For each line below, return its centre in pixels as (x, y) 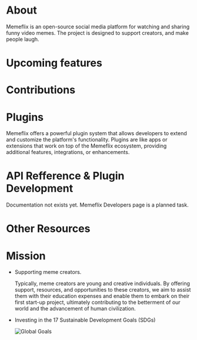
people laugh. (23, 39)
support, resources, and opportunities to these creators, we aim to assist (103, 290)
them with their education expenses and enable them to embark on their (102, 296)
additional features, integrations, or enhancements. (68, 152)
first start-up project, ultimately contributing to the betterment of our (97, 302)
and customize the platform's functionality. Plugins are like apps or (87, 140)
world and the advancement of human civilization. (75, 309)
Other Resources (48, 229)
